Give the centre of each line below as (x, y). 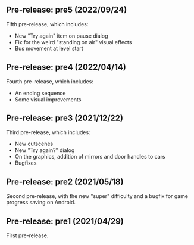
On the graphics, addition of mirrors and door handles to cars (90, 157)
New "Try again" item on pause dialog (61, 36)
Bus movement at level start (49, 48)
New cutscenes (34, 144)
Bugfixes (26, 163)
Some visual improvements (48, 99)
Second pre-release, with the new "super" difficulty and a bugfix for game (97, 196)
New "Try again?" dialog (45, 150)
